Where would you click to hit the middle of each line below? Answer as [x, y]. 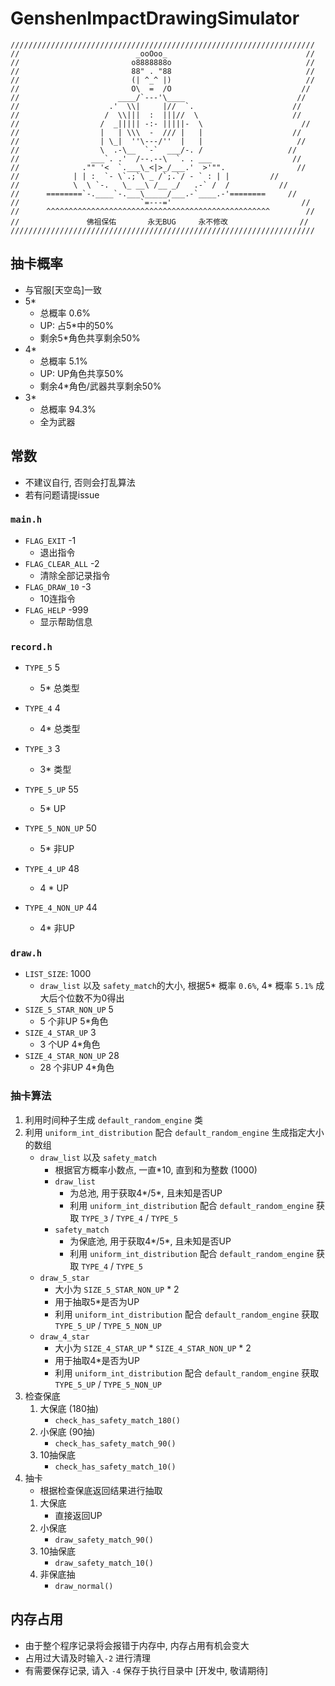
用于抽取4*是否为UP [97, 1360]
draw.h [26, 953]
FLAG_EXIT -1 [50, 540]
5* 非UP [57, 849]
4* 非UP [57, 928]
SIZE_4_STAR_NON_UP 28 [72, 1056]
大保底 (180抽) [69, 1408]
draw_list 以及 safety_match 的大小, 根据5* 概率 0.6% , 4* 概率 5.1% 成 [182, 986]
